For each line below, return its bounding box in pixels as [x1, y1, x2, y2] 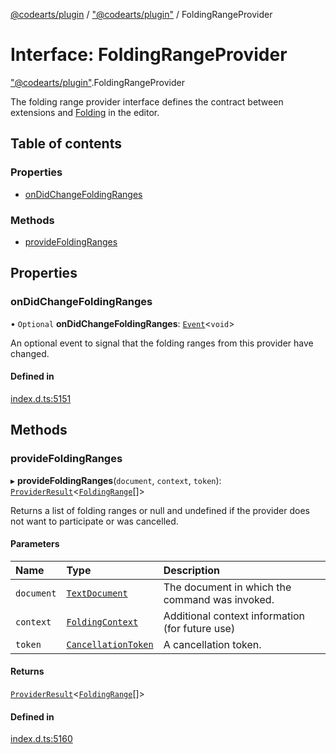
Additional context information [163, 609, 306, 623]
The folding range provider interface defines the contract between [10, 95, 284, 108]
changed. [10, 347, 50, 359]
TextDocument [66, 587, 128, 599]
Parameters [10, 538, 60, 550]
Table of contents [10, 135, 122, 153]
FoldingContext [66, 616, 139, 628]
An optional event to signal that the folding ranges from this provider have [10, 337, 314, 349]
